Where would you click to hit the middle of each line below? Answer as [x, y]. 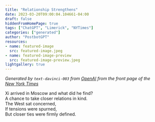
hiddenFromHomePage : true [31, 23]
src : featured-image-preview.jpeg [45, 60]
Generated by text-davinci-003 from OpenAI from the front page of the [78, 79]
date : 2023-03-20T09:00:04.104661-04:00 [47, 14]
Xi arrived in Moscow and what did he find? [49, 93]
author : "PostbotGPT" [27, 37]
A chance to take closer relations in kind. [46, 98]
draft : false [18, 19]
